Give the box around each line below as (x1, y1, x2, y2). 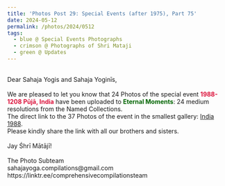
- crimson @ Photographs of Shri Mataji (13, 42, 132, 49)
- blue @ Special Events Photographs (13, 36, 123, 43)
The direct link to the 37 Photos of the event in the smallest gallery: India (7, 112, 215, 120)
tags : (7, 29, 23, 37)
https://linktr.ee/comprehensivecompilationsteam (7, 171, 148, 179)
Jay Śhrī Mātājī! (7, 142, 52, 150)
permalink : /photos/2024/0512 (7, 23, 95, 30)
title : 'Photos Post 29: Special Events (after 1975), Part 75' (7, 10, 197, 17)
